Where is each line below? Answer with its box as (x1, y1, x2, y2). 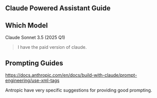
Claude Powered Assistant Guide (5, 4, 111, 13)
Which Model (5, 21, 48, 30)
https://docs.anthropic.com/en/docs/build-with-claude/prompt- (5, 72, 137, 78)
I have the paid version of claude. (17, 44, 87, 50)
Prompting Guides (5, 59, 63, 67)
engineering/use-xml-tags (5, 77, 59, 83)
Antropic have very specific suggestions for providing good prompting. (5, 87, 152, 93)
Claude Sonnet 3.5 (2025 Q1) (5, 35, 65, 41)
